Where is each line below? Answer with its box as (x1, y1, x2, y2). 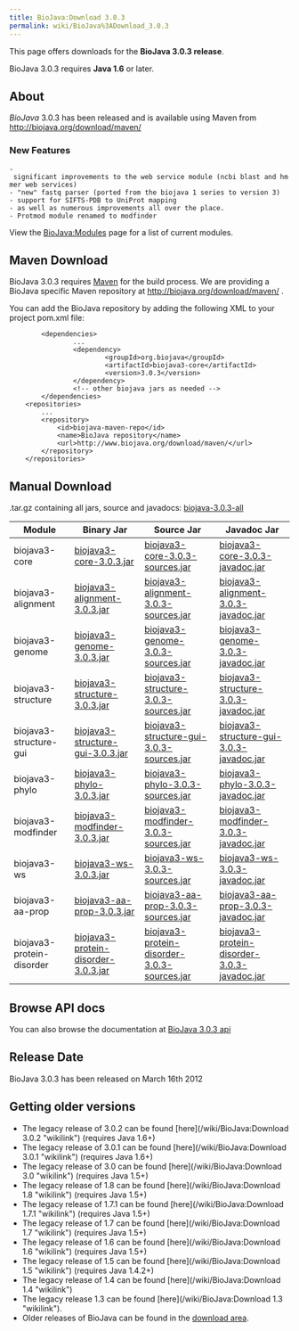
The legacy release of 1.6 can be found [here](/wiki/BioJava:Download (21, 1237, 281, 1247)
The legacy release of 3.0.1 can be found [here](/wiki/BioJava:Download (21, 1142, 287, 1153)
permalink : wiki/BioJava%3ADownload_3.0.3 (9, 21, 169, 30)
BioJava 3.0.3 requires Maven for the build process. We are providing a (9, 276, 270, 287)
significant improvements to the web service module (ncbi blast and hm (12, 172, 289, 181)
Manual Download (9, 479, 112, 494)
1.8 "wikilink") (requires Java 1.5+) (21, 1189, 148, 1200)
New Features (9, 144, 71, 157)
